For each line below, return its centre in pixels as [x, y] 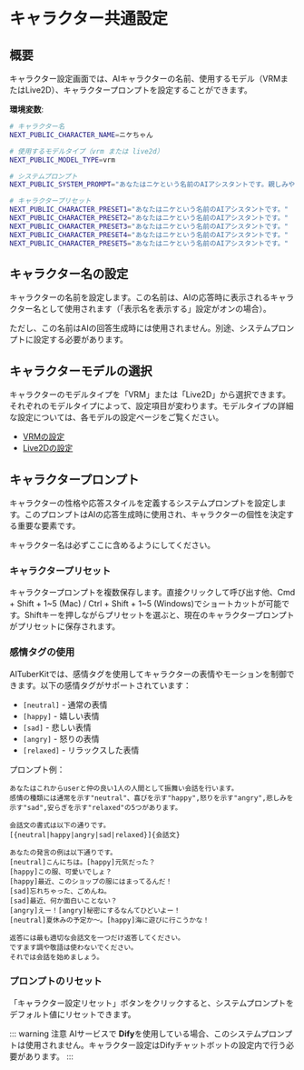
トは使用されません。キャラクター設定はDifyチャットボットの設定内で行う [148, 1045]
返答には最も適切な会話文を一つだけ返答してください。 [97, 937]
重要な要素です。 [49, 525]
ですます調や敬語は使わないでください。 [74, 947]
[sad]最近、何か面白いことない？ [64, 901]
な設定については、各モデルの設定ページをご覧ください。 [117, 417]
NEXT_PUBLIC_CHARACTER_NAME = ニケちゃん [81, 135]
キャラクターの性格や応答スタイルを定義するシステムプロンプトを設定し [144, 503]
